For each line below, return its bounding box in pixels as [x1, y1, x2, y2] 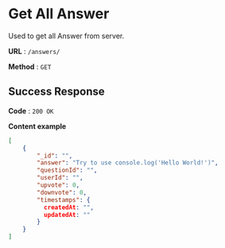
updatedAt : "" [43, 211, 91, 219]
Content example [8, 121, 67, 131]
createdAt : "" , [43, 203, 94, 211]
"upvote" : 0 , [37, 181, 80, 189]
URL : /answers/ [8, 46, 60, 56]
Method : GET [8, 61, 52, 72]
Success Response [8, 85, 105, 99]
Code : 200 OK [8, 106, 54, 115]
